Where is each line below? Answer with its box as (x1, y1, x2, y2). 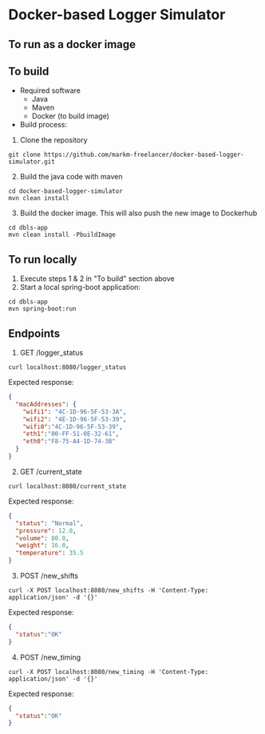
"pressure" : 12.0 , (15, 527, 77, 535)
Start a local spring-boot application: (19, 283, 141, 292)
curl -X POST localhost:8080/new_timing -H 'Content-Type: (8, 668, 209, 676)
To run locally (8, 252, 77, 266)
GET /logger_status (19, 348, 84, 358)
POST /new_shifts (19, 571, 78, 581)
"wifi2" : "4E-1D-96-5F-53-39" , (22, 415, 127, 423)
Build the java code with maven (19, 172, 123, 182)
